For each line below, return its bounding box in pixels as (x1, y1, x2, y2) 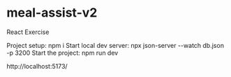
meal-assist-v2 (6, 5, 98, 21)
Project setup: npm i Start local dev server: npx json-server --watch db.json (6, 41, 225, 49)
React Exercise (6, 28, 50, 36)
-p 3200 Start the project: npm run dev (6, 49, 119, 57)
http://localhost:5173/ (6, 62, 68, 70)
